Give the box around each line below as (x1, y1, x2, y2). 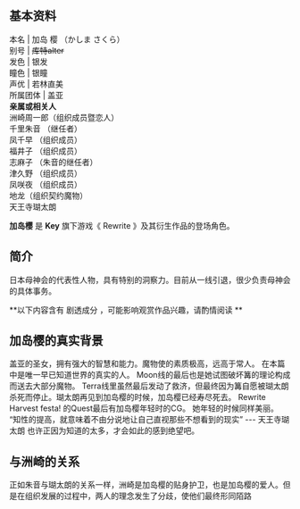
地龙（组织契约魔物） (9, 190, 87, 201)
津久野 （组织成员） (9, 168, 82, 179)
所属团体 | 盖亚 (9, 89, 64, 100)
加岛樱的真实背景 (9, 333, 104, 348)
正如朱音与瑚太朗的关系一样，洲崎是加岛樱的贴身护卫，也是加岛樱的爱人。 (9, 480, 283, 490)
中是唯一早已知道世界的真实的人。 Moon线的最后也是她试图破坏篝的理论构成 (9, 370, 291, 380)
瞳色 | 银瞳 (9, 67, 48, 78)
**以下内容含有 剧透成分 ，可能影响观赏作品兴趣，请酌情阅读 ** (9, 305, 243, 315)
